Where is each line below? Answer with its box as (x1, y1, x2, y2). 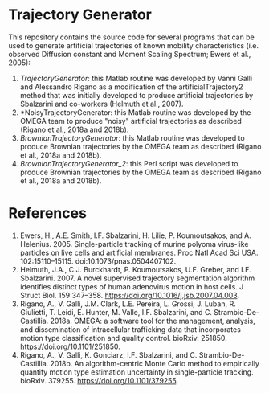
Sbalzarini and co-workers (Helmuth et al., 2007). (19, 99, 184, 108)
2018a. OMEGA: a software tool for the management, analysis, (50, 316, 255, 325)
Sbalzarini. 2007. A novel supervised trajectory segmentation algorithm (19, 273, 255, 283)
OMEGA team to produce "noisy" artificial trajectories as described (19, 116, 243, 125)
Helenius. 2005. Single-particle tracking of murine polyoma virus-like (19, 239, 249, 248)
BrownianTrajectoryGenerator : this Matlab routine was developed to (19, 133, 245, 142)
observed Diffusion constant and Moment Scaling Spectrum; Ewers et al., (8, 49, 251, 59)
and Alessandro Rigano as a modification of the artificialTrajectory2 (19, 82, 243, 92)
